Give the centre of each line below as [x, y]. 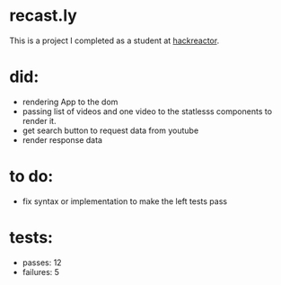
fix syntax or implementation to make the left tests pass [124, 201]
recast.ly [44, 16]
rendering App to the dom [70, 102]
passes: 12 [42, 263]
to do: [31, 177]
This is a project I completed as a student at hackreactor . [114, 40]
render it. [39, 120]
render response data [62, 139]
